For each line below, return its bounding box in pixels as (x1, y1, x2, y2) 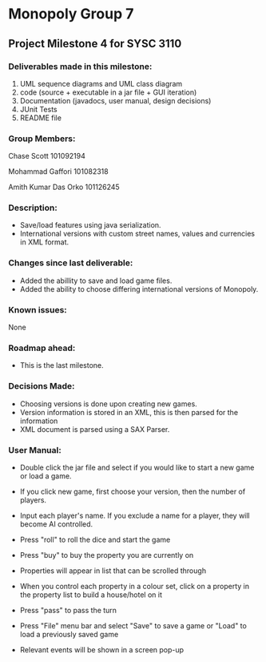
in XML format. (19, 237, 69, 247)
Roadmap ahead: (8, 342, 76, 353)
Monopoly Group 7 (8, 5, 134, 23)
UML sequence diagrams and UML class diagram (19, 79, 183, 88)
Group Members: (8, 133, 76, 144)
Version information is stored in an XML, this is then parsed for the (19, 407, 238, 417)
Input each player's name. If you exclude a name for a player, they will (19, 511, 250, 520)
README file (19, 113, 62, 123)
